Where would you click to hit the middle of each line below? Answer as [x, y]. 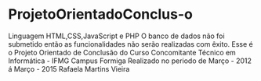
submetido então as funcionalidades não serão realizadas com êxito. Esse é [130, 44]
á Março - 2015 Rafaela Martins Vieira [69, 69]
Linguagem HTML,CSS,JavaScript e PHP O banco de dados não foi [116, 36]
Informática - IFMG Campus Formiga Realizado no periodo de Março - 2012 [130, 61]
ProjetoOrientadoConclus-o [101, 14]
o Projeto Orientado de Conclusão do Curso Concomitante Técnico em [122, 52]
